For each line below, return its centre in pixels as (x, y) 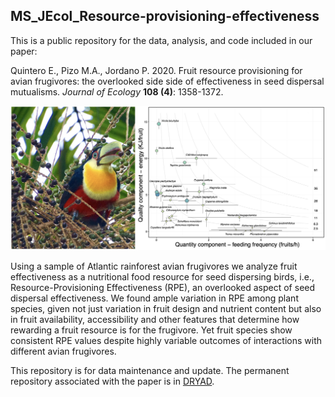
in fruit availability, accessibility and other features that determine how (155, 319)
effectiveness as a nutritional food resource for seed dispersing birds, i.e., (162, 276)
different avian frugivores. (63, 351)
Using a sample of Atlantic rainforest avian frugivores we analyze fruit (154, 266)
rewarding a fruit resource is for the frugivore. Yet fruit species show (151, 330)
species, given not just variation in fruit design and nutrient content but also (166, 308)
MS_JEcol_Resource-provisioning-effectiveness (165, 16)
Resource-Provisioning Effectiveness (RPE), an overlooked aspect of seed (163, 287)
